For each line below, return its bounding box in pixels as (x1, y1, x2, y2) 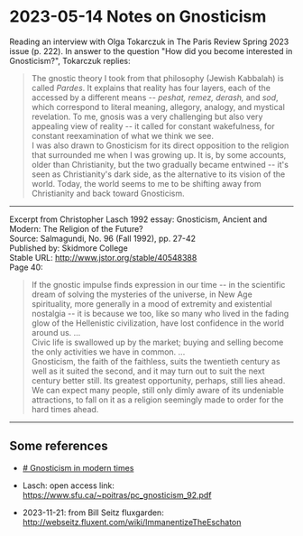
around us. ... (31, 327, 81, 337)
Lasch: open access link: (22, 480, 115, 491)
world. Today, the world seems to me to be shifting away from (31, 178, 262, 189)
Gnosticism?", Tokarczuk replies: (9, 55, 131, 66)
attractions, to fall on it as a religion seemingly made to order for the (31, 394, 284, 405)
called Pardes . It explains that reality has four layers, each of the (31, 82, 271, 93)
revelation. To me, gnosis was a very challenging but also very (31, 111, 263, 122)
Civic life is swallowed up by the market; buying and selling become (31, 337, 284, 347)
